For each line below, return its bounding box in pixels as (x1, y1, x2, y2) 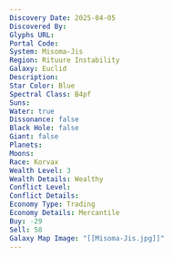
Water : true (9, 107, 55, 116)
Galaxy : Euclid (9, 65, 67, 74)
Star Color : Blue (9, 81, 76, 90)
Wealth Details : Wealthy (9, 174, 104, 183)
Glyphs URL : (9, 30, 55, 39)
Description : (9, 73, 59, 82)
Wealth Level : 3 (9, 166, 71, 175)
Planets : (9, 140, 43, 149)
